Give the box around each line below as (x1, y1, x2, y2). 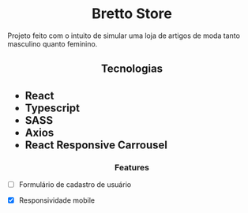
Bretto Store (91, 5, 173, 23)
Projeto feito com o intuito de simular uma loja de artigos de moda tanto (7, 31, 240, 40)
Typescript (24, 101, 81, 114)
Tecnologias (100, 62, 163, 76)
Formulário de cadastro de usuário (18, 180, 132, 189)
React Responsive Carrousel (24, 138, 167, 151)
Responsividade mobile (18, 196, 96, 205)
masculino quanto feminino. (7, 39, 98, 48)
